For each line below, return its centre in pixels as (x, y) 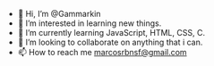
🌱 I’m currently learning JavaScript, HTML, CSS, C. (111, 33)
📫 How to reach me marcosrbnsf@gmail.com (102, 52)
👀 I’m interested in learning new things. (90, 23)
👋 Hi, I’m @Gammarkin (59, 14)
